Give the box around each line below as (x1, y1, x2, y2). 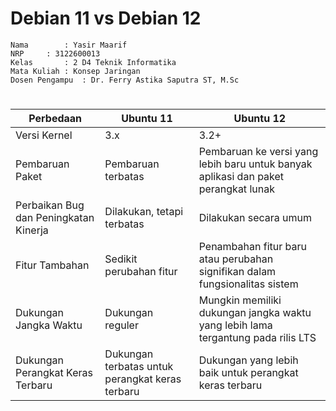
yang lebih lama (198, 318, 273, 332)
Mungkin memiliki (198, 293, 282, 307)
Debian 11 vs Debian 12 (10, 7, 202, 30)
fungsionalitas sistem (198, 277, 299, 291)
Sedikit (104, 252, 138, 266)
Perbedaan (28, 112, 83, 126)
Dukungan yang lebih (198, 353, 299, 367)
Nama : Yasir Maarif (10, 40, 128, 50)
